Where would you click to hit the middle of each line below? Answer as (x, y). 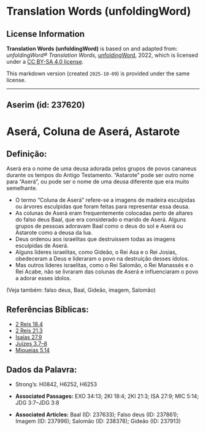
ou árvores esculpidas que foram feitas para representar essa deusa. (102, 207)
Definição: (27, 154)
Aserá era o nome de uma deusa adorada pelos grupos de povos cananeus (101, 169)
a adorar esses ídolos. (43, 278)
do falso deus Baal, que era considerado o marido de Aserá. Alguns (101, 219)
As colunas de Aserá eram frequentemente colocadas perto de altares (104, 213)
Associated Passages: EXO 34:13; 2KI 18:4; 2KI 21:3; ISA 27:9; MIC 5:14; (107, 396)
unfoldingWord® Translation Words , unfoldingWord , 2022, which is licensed (102, 55)
